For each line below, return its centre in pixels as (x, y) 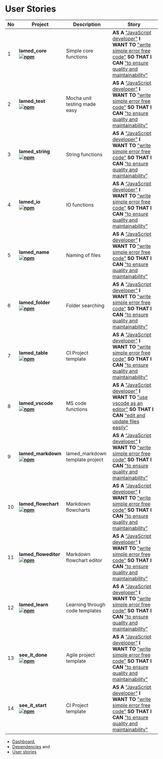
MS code (76, 403)
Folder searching (85, 305)
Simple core (80, 50)
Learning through (86, 604)
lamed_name (34, 252)
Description (87, 24)
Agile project (81, 655)
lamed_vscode (36, 403)
